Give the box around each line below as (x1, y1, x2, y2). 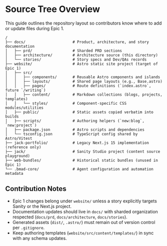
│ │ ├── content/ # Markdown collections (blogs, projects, (5, 92, 163, 97)
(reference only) (5, 144, 42, 150)
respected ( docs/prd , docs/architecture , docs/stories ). (12, 214, 128, 220)
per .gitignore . (12, 224, 45, 230)
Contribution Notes (5, 184, 67, 193)
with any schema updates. (12, 235, 67, 241)
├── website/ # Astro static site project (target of (5, 61, 158, 66)
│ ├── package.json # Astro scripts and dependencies (5, 127, 144, 132)
